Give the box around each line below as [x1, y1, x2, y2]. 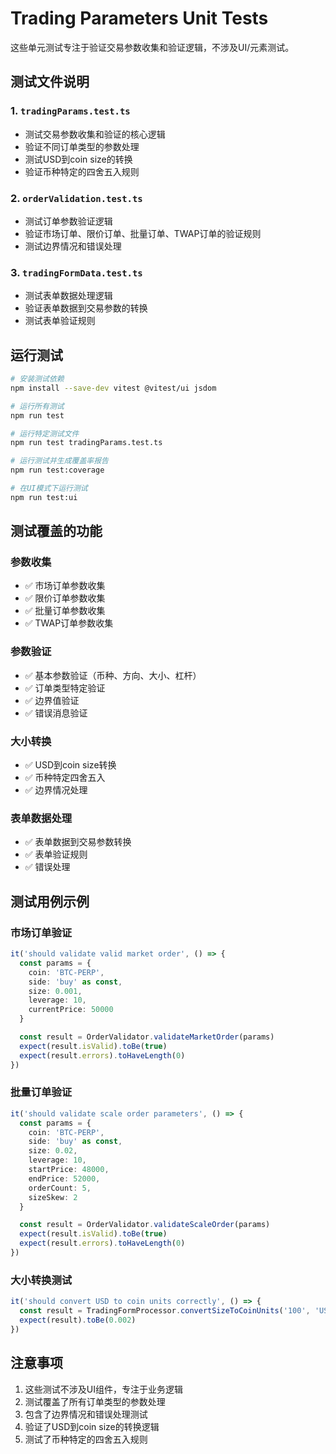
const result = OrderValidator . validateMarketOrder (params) [19, 1032, 275, 1042]
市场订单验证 [10, 925, 73, 939]
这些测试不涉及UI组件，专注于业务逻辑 [24, 1383, 183, 1395]
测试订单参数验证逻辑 [24, 215, 113, 227]
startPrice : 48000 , [28, 1165, 110, 1175]
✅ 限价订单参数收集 [24, 592, 106, 604]
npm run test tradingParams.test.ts [10, 438, 163, 448]
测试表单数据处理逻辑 [24, 290, 113, 302]
